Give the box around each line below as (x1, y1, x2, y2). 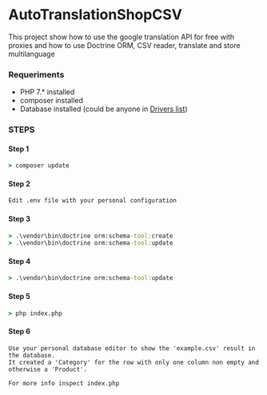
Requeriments (8, 69, 65, 80)
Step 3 (8, 213, 30, 223)
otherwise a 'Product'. (8, 365, 88, 373)
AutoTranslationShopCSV (8, 6, 182, 24)
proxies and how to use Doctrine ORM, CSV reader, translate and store (8, 40, 241, 50)
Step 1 (8, 144, 30, 154)
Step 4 (8, 256, 31, 265)
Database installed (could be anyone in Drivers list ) (19, 104, 188, 114)
